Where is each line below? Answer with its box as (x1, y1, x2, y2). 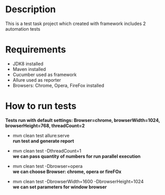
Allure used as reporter (12, 77, 61, 83)
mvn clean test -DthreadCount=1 (12, 148, 81, 154)
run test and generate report (12, 138, 74, 144)
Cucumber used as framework (12, 71, 77, 78)
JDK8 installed (12, 60, 43, 67)
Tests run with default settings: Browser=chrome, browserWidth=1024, (5, 117, 160, 123)
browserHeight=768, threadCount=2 (5, 123, 85, 129)
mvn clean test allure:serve (12, 132, 70, 138)
